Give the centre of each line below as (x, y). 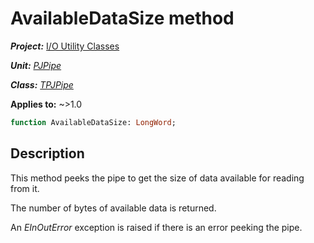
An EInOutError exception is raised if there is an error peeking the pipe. (156, 227)
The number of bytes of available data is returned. (113, 208)
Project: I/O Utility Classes (65, 46)
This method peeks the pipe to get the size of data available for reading (157, 178)
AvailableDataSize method (122, 18)
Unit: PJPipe (36, 65)
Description (47, 153)
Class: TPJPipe (42, 84)
